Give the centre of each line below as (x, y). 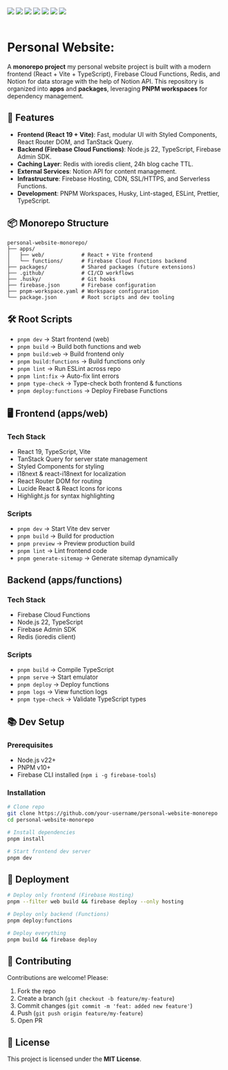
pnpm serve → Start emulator (58, 677)
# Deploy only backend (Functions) (58, 914)
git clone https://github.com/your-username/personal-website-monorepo (112, 814)
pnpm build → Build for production (66, 536)
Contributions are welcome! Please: (58, 978)
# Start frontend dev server (49, 851)
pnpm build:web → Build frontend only (70, 354)
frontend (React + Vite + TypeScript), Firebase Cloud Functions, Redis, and (114, 74)
